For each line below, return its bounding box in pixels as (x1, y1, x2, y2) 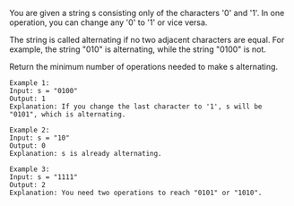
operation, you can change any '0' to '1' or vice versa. (9, 17, 208, 28)
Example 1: (9, 79, 50, 88)
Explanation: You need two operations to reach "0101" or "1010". (9, 188, 263, 197)
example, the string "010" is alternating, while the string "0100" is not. (9, 44, 267, 55)
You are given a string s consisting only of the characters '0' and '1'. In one (9, 8, 285, 18)
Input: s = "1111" (9, 173, 78, 182)
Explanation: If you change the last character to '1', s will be (9, 102, 263, 111)
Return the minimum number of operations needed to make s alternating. (9, 62, 279, 72)
